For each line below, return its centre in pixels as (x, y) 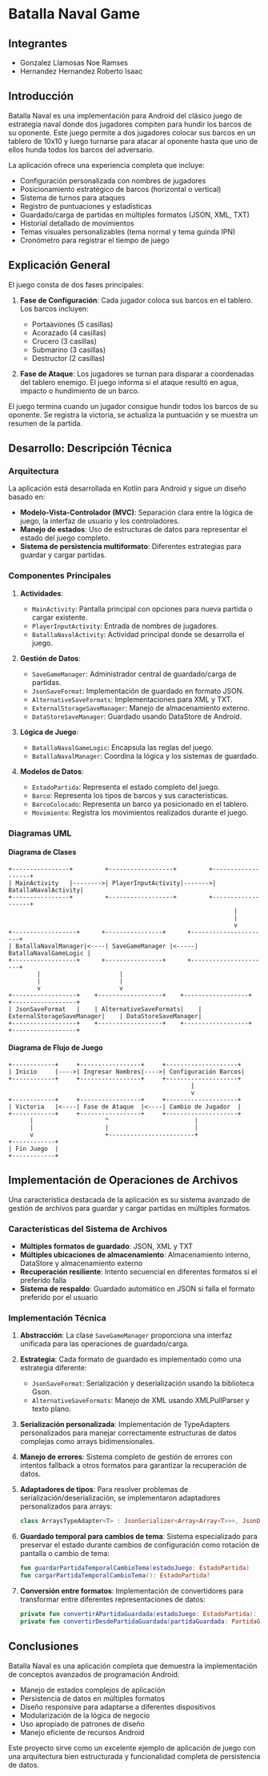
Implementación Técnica (57, 1317)
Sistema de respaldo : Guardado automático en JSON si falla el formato (137, 1289)
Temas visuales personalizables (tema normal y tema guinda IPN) (128, 231)
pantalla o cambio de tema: (65, 1553)
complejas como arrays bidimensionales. (87, 1441)
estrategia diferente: (53, 1368)
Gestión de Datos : (50, 658)
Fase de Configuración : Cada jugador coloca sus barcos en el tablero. (136, 300)
